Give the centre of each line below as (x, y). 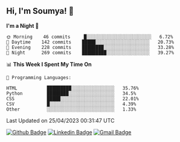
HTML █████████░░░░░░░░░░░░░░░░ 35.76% (72, 88)
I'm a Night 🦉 (23, 25)
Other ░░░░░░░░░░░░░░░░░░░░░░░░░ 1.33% (71, 109)
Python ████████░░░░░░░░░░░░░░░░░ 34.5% (71, 93)
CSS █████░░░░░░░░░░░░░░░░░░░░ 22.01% (72, 98)
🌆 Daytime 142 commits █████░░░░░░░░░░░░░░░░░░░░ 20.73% (90, 42)
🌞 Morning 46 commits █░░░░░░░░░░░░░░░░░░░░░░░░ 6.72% (90, 37)
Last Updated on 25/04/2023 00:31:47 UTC (60, 120)
